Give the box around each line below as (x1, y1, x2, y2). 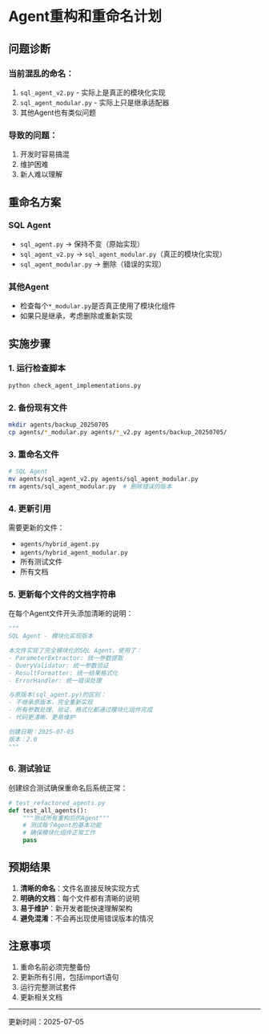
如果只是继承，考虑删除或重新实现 (19, 311, 133, 321)
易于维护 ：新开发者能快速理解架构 (19, 903, 133, 913)
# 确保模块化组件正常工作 (22, 828, 96, 837)
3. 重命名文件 (8, 449, 59, 460)
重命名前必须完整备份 (19, 962, 90, 971)
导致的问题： (8, 129, 58, 140)
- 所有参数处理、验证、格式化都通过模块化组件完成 (8, 706, 153, 714)
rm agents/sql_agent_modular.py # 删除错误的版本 (8, 482, 172, 491)
